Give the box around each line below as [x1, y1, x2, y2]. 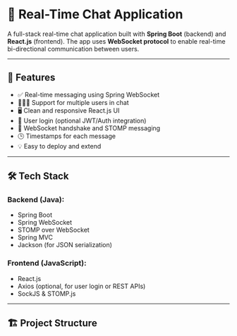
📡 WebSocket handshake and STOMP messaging [17, 123, 161, 132]
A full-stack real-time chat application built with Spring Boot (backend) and [7, 30, 226, 38]
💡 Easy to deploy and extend [17, 142, 102, 150]
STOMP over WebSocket [17, 225, 90, 235]
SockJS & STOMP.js [17, 289, 76, 298]
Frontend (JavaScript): [7, 259, 87, 268]
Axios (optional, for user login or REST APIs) [17, 282, 146, 290]
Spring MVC [17, 233, 54, 242]
